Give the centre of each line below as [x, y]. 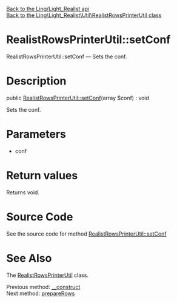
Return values [42, 175]
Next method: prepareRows [41, 293]
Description [36, 81]
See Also [29, 258]
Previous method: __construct [43, 287]
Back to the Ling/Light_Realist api [48, 9]
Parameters [36, 134]
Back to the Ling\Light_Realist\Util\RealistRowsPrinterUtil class [84, 15]
